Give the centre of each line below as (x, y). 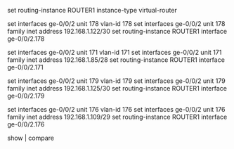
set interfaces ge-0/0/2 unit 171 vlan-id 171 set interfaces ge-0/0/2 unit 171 (115, 52)
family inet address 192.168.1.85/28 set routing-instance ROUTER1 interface (116, 60)
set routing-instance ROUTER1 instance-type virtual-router (92, 10)
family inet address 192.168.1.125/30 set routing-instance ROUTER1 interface (117, 88)
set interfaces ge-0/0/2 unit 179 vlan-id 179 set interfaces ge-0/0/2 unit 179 (117, 81)
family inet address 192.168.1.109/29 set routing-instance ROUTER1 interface (117, 117)
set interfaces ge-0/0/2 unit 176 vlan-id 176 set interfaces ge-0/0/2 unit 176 (116, 109)
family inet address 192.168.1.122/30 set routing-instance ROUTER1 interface (117, 31)
